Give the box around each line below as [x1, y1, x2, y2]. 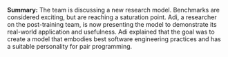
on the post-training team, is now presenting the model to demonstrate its [7, 21, 217, 28]
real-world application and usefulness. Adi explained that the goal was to [7, 27, 216, 36]
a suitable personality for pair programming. [7, 43, 133, 50]
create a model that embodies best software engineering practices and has [7, 35, 221, 43]
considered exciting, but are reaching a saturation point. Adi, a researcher [7, 13, 217, 21]
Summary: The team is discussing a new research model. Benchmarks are [7, 6, 220, 14]
